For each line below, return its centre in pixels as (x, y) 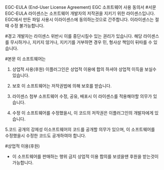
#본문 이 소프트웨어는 (25, 59)
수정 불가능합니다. (27, 26)
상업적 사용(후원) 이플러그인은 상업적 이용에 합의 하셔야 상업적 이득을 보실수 (84, 69)
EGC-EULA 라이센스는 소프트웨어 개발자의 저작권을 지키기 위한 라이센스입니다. (80, 13)
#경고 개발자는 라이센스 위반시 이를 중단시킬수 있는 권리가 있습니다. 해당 (74, 36)
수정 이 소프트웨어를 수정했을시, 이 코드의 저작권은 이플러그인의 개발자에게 (83, 113)
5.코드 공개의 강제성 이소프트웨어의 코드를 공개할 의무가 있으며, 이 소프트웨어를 (80, 129)
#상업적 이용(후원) (23, 146)
